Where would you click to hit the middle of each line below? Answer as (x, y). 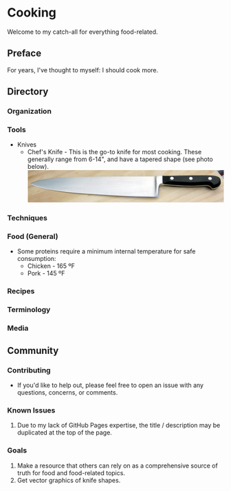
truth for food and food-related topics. (71, 472)
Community (33, 350)
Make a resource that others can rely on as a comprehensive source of (117, 466)
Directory (28, 92)
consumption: (36, 259)
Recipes (21, 291)
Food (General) (33, 237)
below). (38, 167)
